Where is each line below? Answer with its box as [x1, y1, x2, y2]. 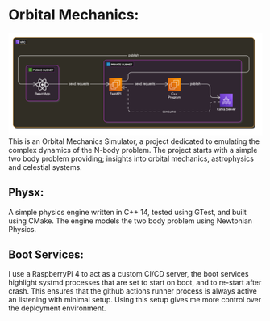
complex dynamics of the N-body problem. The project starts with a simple [8, 145, 258, 154]
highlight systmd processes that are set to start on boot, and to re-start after [8, 277, 262, 288]
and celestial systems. [8, 162, 82, 171]
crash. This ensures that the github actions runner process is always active [8, 286, 258, 296]
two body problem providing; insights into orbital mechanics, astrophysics [8, 154, 254, 163]
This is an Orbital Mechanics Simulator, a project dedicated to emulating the [8, 136, 260, 146]
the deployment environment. [8, 303, 106, 313]
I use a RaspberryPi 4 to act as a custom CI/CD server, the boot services [8, 269, 249, 279]
